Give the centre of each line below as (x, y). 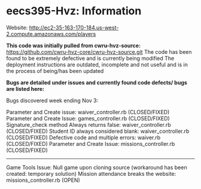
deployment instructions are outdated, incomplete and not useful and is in (97, 65)
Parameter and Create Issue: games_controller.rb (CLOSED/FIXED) (88, 118)
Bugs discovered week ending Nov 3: (52, 100)
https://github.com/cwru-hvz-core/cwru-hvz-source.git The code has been (99, 51)
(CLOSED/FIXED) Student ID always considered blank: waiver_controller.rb (98, 131)
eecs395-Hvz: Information (74, 11)
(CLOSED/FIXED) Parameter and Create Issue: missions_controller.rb (91, 144)
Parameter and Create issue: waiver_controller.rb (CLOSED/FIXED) (88, 112)
